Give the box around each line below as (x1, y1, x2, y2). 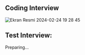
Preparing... (5, 44, 29, 50)
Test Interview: (5, 31, 53, 40)
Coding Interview (5, 4, 59, 12)
